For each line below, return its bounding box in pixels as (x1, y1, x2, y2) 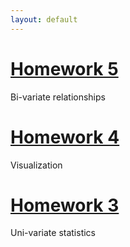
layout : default (10, 14, 78, 25)
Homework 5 (10, 57, 119, 80)
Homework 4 (10, 126, 120, 148)
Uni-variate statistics (10, 227, 97, 239)
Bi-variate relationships (10, 91, 106, 103)
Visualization (10, 159, 63, 171)
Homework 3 (10, 194, 120, 216)
